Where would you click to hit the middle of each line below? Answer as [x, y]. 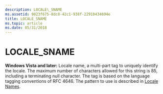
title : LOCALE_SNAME [26, 19]
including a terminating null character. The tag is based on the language [78, 76]
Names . [13, 87]
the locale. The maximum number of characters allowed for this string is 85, [81, 71]
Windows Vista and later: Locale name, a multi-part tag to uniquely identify [81, 66]
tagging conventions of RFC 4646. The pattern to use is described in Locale [81, 81]
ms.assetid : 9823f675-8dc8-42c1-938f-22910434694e [58, 14]
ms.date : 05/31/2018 [26, 28]
